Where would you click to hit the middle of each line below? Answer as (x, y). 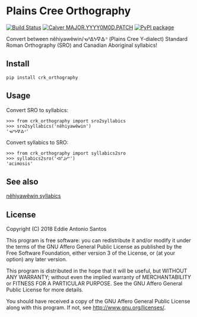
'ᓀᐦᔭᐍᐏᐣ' (18, 131)
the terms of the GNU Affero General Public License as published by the (94, 247)
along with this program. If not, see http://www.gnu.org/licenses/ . (86, 308)
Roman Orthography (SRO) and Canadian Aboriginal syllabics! (82, 45)
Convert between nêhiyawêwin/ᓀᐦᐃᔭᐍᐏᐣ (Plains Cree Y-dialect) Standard (97, 39)
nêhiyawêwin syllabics (34, 196)
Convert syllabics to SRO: (37, 142)
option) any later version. (36, 259)
